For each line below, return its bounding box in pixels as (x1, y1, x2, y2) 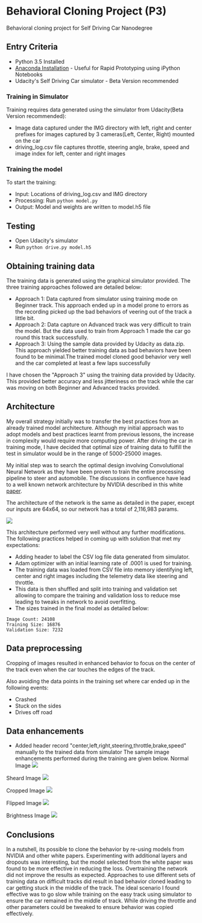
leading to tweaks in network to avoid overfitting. (14, 598, 137, 605)
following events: (6, 684, 49, 691)
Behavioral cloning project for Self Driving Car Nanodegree (6, 24, 153, 31)
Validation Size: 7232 (6, 626, 63, 633)
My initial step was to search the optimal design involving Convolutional (6, 461, 184, 468)
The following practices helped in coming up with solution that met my (6, 534, 181, 542)
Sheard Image (6, 775, 41, 782)
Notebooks (14, 71, 43, 78)
